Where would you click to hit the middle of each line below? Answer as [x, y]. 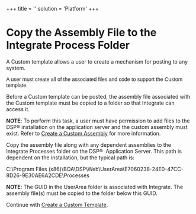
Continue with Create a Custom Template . [57, 204]
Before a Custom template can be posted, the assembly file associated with [98, 96]
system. [16, 68]
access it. [18, 109]
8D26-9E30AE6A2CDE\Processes [48, 175]
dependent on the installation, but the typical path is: [70, 158]
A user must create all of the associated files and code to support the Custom [94, 79]
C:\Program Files [27, 169]
